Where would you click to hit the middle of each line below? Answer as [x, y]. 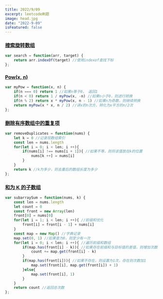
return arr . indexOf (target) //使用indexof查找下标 [64, 60]
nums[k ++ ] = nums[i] [53, 156]
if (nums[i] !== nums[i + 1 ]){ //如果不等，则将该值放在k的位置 [82, 151]
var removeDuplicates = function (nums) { [48, 133]
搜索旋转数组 [20, 46]
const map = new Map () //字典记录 [47, 234]
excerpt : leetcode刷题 [27, 14]
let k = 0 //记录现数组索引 [40, 138]
